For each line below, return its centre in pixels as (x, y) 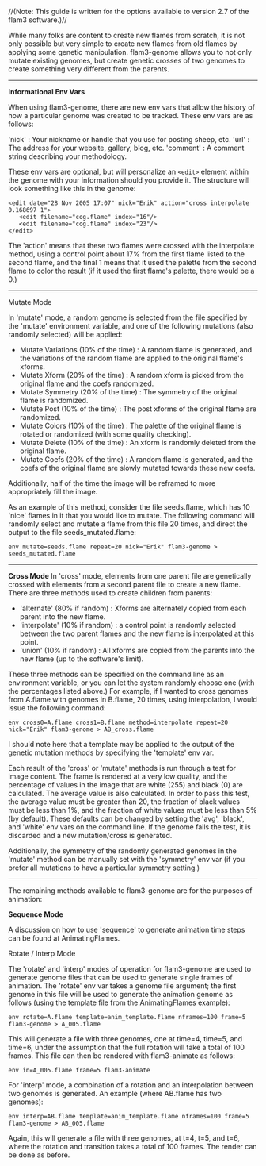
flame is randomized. (54, 400)
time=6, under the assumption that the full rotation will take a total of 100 (127, 1047)
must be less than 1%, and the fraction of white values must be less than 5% (133, 810)
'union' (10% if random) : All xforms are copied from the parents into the (137, 650)
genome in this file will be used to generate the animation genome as (121, 994)
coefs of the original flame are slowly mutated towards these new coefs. (137, 468)
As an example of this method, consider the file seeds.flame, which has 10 (129, 507)
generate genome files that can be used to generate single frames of (120, 977)
